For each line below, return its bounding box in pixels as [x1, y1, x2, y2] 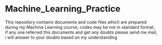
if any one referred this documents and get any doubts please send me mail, [5, 29, 158, 35]
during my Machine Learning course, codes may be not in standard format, [5, 24, 155, 30]
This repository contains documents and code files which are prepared [5, 19, 147, 25]
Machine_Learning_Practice [5, 3, 121, 14]
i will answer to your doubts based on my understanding [5, 34, 117, 40]
